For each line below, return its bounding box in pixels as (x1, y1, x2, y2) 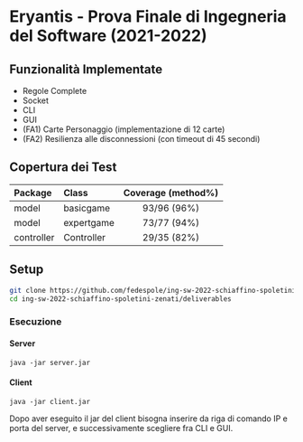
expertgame (62, 216, 115, 229)
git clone (9, 286, 47, 295)
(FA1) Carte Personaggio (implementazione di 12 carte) (22, 124, 225, 135)
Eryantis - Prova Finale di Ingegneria (9, 6, 287, 27)
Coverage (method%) (123, 186, 219, 199)
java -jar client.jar (9, 397, 91, 406)
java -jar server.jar (9, 358, 91, 367)
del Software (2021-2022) (9, 25, 207, 46)
